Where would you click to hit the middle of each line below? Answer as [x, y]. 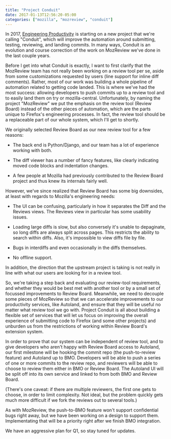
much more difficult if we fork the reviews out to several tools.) [71, 400]
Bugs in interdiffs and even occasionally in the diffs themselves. [80, 248]
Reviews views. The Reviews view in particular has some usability [82, 212]
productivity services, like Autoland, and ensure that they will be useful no [83, 305]
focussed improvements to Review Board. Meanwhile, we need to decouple [85, 294]
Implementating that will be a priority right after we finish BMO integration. [83, 421]
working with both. [32, 151]
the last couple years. [28, 56]
